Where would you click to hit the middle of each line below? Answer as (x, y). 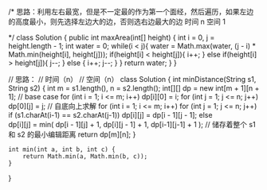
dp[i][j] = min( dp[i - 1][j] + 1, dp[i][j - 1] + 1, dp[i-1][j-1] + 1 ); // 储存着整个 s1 (132, 124)
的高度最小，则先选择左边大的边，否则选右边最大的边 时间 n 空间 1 (117, 21)
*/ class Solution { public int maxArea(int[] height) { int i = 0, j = (112, 37)
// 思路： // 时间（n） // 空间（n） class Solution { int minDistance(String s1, (132, 79)
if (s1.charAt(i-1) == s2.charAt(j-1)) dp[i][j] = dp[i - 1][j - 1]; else (110, 115)
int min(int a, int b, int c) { (62, 149)
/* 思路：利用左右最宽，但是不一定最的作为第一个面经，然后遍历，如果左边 (131, 12)
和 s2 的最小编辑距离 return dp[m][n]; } (72, 134)
